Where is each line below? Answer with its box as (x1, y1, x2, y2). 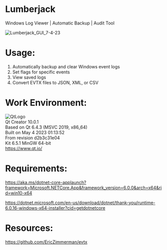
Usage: (5, 47, 36, 58)
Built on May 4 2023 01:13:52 (5, 129, 65, 135)
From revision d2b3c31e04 (5, 135, 60, 141)
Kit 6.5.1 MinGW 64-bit (5, 140, 51, 146)
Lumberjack (5, 3, 56, 15)
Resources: (5, 222, 53, 234)
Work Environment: (5, 97, 87, 108)
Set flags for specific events (12, 69, 70, 75)
